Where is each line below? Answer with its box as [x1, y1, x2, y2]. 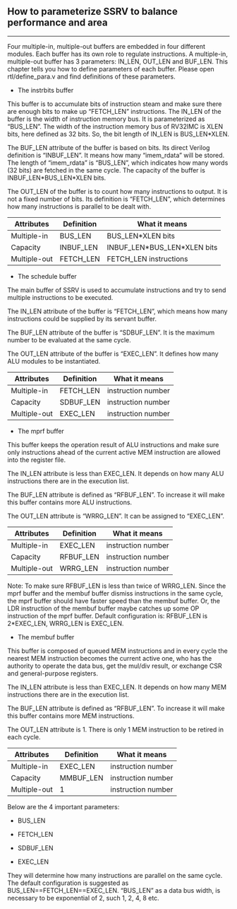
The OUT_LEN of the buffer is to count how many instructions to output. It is [7, 187, 228, 195]
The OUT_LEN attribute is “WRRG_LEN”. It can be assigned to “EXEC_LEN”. [7, 511, 224, 520]
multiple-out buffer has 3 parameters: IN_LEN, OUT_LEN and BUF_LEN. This [7, 57, 228, 66]
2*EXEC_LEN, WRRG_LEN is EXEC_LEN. [7, 619, 124, 627]
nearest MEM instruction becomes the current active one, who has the [7, 654, 212, 662]
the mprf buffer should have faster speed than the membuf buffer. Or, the [7, 596, 221, 605]
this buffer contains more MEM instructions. [7, 711, 135, 720]
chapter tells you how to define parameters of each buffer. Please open [7, 64, 215, 73]
